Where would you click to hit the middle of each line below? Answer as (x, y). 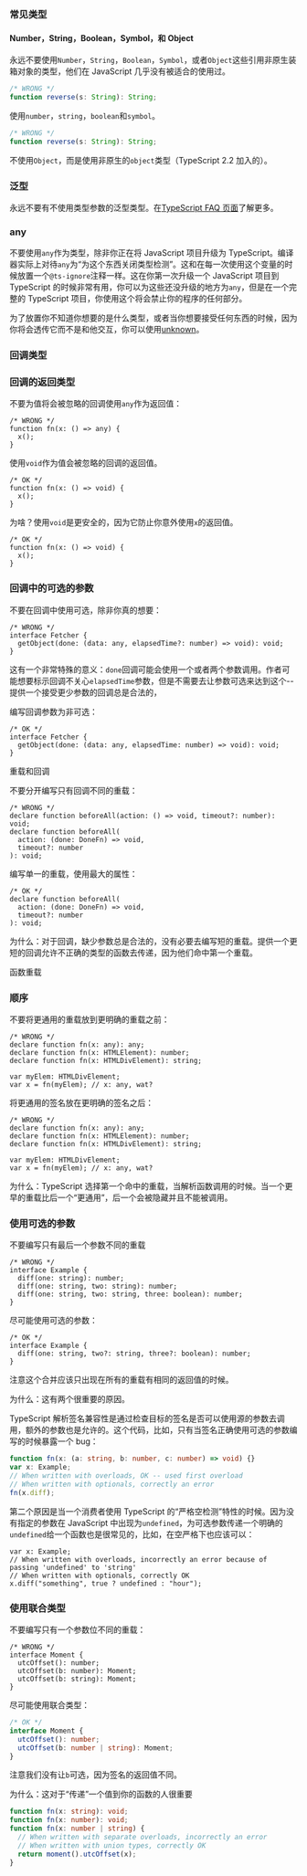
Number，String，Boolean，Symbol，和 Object (101, 37)
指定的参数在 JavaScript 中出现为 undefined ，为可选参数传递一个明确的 (150, 1523)
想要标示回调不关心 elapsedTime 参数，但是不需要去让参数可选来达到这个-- (155, 680)
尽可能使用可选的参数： (53, 1321)
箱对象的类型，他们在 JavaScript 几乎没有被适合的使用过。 (120, 71)
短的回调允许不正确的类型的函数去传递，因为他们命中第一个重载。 (133, 953)
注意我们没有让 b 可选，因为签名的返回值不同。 (96, 1775)
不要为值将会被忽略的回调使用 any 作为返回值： (96, 404)
